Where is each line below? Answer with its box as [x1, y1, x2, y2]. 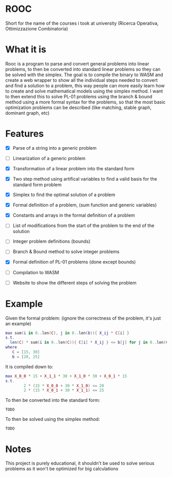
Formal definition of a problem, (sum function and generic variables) [12, 202, 157, 208]
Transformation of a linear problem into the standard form [12, 165, 135, 171]
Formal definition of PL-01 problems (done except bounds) [12, 259, 136, 265]
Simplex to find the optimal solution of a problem [12, 191, 116, 198]
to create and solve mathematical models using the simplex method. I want [5, 88, 163, 94]
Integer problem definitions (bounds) [12, 238, 91, 244]
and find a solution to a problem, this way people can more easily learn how [5, 82, 165, 89]
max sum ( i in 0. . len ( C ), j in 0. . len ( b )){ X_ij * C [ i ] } [5, 330, 130, 335]
